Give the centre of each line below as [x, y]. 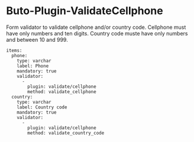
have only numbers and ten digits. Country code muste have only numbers [97, 33]
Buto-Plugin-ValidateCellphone [85, 11]
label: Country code [42, 107]
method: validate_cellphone [62, 92]
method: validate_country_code [66, 133]
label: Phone [33, 66]
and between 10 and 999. [37, 39]
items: [14, 50]
